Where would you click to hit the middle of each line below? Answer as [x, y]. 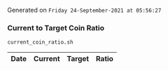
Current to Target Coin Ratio [56, 28]
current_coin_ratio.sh [40, 42]
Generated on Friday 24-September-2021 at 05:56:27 [84, 10]
